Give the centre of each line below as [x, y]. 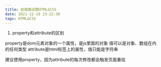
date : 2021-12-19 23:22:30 [33, 14]
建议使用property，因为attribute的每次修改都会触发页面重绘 [66, 60]
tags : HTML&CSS [21, 18]
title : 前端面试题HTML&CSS [31, 9]
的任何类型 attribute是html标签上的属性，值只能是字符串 [62, 50]
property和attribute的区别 [38, 33]
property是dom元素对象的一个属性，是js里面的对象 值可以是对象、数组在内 [81, 43]
